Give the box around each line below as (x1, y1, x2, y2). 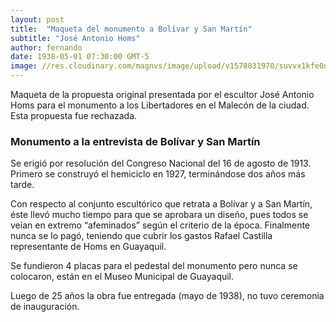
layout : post (10, 14, 65, 25)
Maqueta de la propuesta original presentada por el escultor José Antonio (10, 89, 315, 100)
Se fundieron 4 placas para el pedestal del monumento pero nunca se (10, 260, 298, 272)
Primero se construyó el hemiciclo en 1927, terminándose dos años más (10, 168, 306, 180)
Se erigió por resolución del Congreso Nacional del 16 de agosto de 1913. (10, 157, 312, 170)
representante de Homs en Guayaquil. (10, 241, 167, 253)
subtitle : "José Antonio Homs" (10, 33, 141, 43)
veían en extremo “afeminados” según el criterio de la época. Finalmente (10, 219, 311, 231)
